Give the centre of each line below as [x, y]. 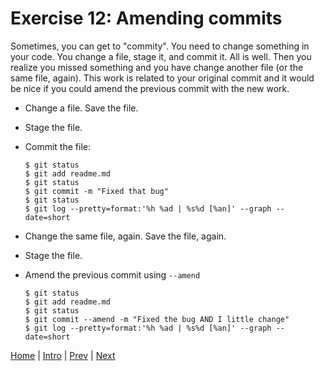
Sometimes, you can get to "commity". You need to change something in [160, 46]
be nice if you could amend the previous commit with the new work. [150, 88]
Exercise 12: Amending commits [146, 18]
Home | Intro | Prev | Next [63, 355]
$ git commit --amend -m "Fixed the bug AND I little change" [157, 319]
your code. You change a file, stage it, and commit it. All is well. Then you [161, 56]
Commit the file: [57, 146]
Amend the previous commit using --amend [112, 274]
